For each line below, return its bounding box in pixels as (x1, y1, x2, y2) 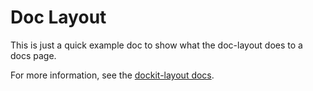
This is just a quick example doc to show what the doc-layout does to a (10, 39, 303, 51)
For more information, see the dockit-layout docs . (10, 69, 215, 81)
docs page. (10, 49, 57, 61)
